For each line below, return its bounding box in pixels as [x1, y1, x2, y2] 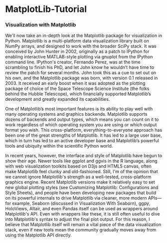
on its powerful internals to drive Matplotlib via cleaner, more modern [5, 195, 147, 201]
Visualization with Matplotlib [5, 21, 76, 28]
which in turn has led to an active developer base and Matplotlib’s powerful [5, 138, 160, 144]
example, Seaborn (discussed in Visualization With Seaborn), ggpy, [12, 201, 151, 207]
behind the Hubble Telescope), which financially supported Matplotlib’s [5, 91, 151, 97]
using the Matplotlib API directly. [5, 232, 72, 238]
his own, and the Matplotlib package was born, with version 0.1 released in [5, 75, 158, 81]
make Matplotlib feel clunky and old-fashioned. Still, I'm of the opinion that [5, 169, 158, 175]
